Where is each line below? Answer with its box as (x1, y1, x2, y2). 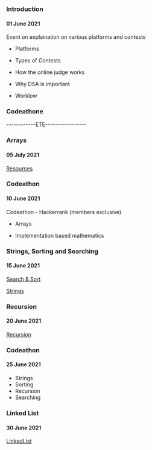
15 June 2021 (6, 262, 40, 269)
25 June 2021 (6, 361, 41, 368)
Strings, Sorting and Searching (6, 247, 98, 255)
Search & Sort (6, 275, 41, 283)
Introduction (6, 5, 43, 13)
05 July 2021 (6, 151, 40, 158)
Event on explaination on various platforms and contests (6, 33, 146, 41)
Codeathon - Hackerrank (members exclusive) (6, 208, 122, 215)
